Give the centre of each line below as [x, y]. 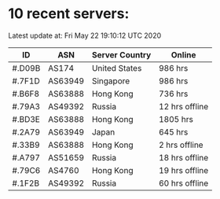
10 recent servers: [69, 14]
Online [183, 54]
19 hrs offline [183, 170]
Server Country [121, 54]
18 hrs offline [183, 157]
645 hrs [173, 132]
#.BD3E [26, 119]
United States [117, 68]
